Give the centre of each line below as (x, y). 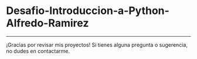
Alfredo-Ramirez (47, 23)
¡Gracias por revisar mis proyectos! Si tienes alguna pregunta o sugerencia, (97, 44)
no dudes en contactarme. (38, 51)
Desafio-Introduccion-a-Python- (88, 11)
